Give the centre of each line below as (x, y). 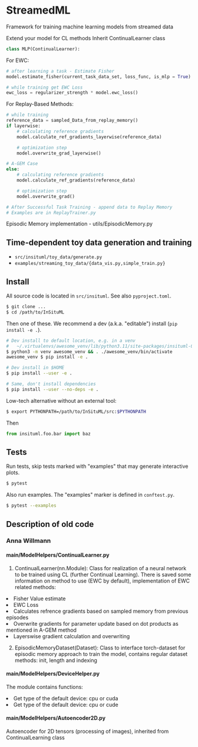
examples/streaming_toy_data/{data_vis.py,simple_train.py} (90, 264)
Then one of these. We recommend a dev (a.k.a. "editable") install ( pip (92, 324)
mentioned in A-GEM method (41, 630)
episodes (17, 617)
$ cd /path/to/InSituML (35, 312)
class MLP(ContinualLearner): (43, 49)
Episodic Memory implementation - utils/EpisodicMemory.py (80, 224)
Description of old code (50, 524)
